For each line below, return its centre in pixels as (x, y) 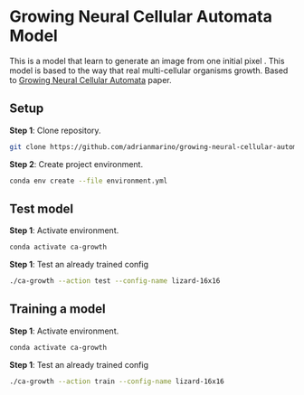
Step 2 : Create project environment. (76, 164)
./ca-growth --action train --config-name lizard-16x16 (117, 381)
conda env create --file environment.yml (89, 181)
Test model (42, 208)
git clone (28, 146)
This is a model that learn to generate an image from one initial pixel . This (147, 61)
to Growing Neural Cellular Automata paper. (90, 80)
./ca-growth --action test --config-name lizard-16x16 (115, 281)
